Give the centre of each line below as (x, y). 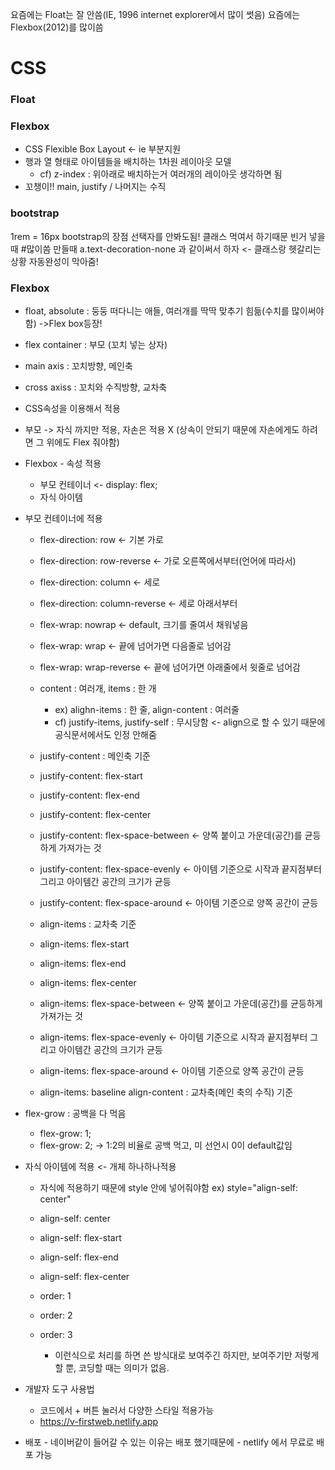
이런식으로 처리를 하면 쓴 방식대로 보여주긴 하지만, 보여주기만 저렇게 (187, 1355)
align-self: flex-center (84, 1276)
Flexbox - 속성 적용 (63, 463)
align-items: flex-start (84, 944)
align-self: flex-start (80, 1237)
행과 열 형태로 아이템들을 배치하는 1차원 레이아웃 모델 (128, 162)
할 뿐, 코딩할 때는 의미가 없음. (112, 1367)
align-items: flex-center (88, 982)
